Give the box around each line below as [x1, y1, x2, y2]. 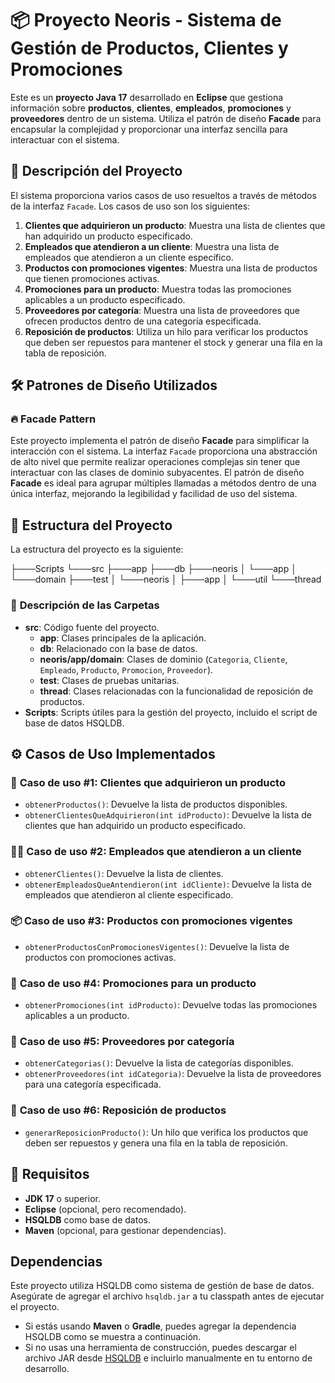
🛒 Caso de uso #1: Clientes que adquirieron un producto [10, 775, 286, 789]
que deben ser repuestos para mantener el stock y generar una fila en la [24, 336, 323, 348]
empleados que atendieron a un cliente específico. [24, 251, 234, 263]
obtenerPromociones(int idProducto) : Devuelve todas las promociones [24, 999, 318, 1011]
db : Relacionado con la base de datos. [39, 642, 198, 654]
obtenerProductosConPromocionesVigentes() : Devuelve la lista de [24, 940, 290, 952]
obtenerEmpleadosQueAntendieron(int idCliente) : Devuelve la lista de [24, 878, 312, 890]
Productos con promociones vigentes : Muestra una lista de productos [24, 262, 318, 274]
